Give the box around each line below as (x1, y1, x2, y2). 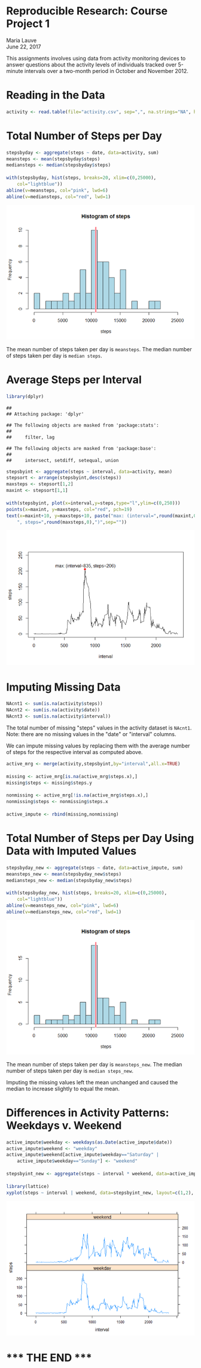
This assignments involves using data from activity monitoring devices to (6, 54, 186, 62)
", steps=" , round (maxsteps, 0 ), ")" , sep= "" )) (17, 519, 127, 525)
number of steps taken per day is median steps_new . (6, 1067, 133, 1074)
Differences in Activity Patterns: (6, 1106, 169, 1120)
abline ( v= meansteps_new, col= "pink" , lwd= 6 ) (6, 902, 119, 908)
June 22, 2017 (6, 43, 41, 50)
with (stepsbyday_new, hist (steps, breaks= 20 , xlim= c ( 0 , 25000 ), (6, 890, 167, 896)
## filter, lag (6, 434, 55, 440)
